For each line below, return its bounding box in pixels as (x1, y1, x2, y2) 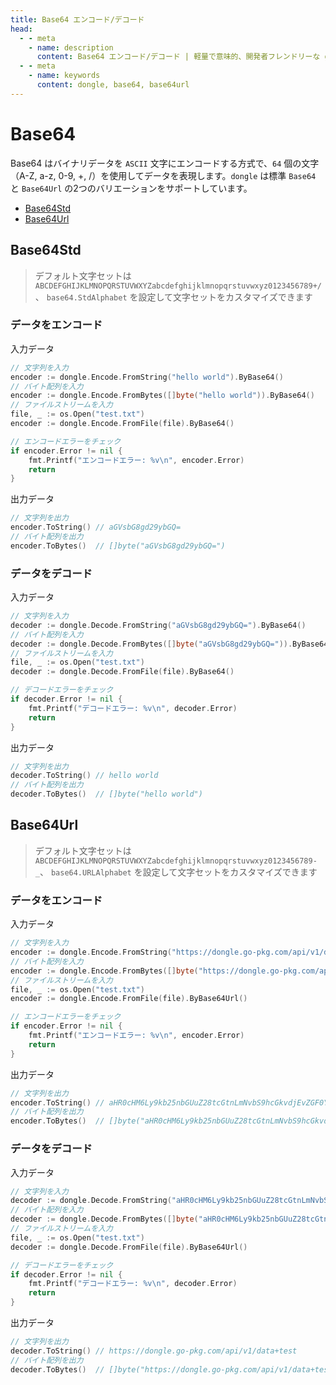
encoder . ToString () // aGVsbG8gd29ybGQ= (10, 522, 182, 533)
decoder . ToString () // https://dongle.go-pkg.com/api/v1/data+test (10, 1346, 298, 1356)
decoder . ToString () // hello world (10, 771, 159, 781)
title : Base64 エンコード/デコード (10, 14, 145, 25)
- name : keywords (28, 71, 101, 81)
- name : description (28, 42, 114, 53)
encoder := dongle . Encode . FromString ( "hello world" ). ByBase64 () (10, 372, 284, 382)
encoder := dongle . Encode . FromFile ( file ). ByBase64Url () (10, 994, 248, 1004)
